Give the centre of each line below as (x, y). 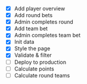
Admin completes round (44, 22)
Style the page (32, 49)
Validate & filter (33, 55)
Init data (24, 42)
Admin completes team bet (47, 35)
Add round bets (33, 15)
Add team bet (31, 28)
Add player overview (40, 9)
